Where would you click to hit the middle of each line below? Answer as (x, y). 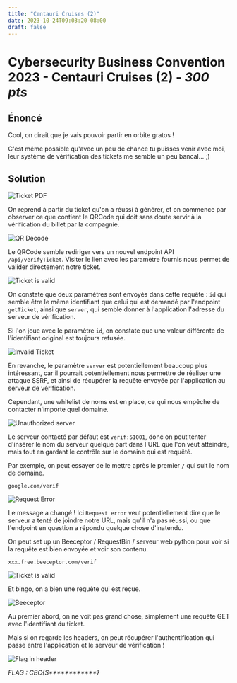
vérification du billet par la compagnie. (64, 224)
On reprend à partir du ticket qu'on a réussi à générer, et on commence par (117, 210)
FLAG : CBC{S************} (54, 672)
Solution (27, 179)
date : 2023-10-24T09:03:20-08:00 (57, 21)
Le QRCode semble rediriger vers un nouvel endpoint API (91, 252)
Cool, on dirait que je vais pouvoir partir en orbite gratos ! (91, 135)
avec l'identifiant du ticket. (47, 624)
